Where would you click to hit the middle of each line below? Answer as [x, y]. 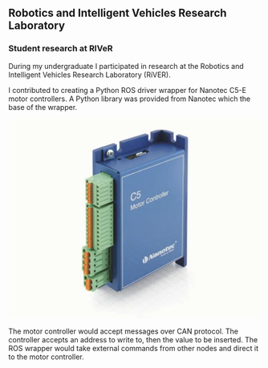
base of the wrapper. [43, 107]
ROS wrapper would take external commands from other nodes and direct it [134, 348]
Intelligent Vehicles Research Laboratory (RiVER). [89, 75]
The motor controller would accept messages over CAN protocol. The [124, 331]
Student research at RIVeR [61, 49]
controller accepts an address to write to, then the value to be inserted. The [133, 339]
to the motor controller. [46, 357]
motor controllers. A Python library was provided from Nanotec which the [130, 99]
